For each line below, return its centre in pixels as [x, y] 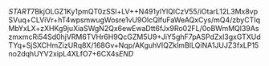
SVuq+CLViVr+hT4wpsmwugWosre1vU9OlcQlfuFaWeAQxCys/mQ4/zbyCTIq [134, 20]
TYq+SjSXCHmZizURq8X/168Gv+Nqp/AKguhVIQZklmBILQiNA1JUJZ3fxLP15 [134, 45]
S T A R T [20, 12]
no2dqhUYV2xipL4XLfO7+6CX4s [64, 54]
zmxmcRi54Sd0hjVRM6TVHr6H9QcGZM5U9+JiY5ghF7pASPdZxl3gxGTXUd [134, 37]
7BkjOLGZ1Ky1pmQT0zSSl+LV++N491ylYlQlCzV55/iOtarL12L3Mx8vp [145, 12]
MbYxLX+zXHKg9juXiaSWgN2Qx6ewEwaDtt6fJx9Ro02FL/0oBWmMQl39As [134, 28]
